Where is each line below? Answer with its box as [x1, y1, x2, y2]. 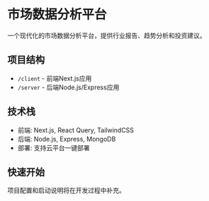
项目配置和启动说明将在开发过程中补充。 [7, 186, 125, 195]
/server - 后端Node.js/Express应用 [17, 83, 120, 91]
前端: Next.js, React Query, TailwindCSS [17, 125, 135, 134]
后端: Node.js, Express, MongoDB [17, 134, 116, 143]
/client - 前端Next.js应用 [17, 74, 92, 82]
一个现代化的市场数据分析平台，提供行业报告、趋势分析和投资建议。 [7, 31, 206, 40]
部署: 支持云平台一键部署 [17, 143, 90, 152]
